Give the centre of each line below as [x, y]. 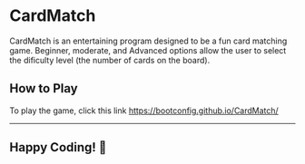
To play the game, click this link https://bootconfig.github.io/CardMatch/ [144, 111]
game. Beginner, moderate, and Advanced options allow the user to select [148, 50]
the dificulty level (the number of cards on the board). [110, 60]
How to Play [44, 88]
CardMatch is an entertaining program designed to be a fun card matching [148, 41]
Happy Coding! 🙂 [58, 147]
